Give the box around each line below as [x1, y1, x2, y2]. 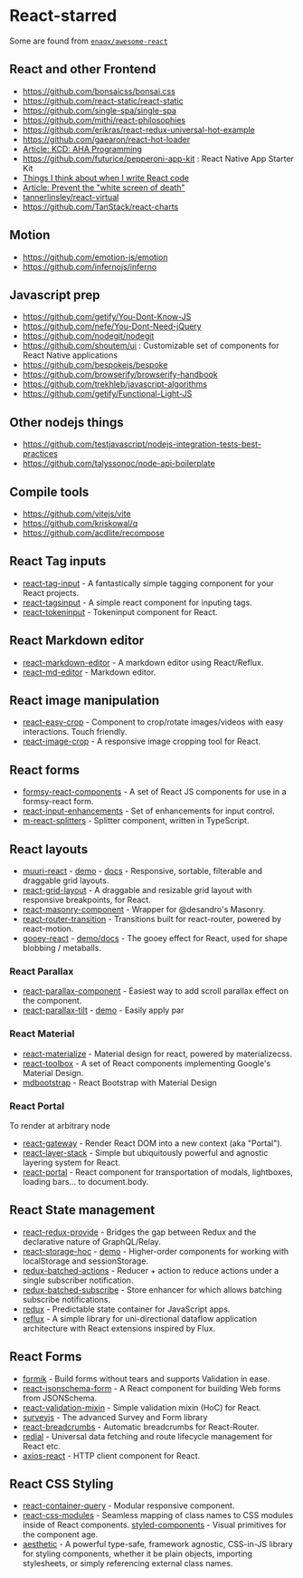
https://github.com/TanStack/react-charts [22, 201, 179, 212]
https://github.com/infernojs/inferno [22, 261, 157, 272]
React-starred [9, 5, 118, 26]
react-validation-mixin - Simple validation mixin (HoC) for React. [22, 1401, 262, 1413]
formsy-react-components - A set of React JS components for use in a [22, 786, 287, 797]
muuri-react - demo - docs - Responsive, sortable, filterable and [22, 866, 263, 877]
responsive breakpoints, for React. [22, 894, 151, 906]
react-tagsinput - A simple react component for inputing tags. [22, 597, 253, 608]
